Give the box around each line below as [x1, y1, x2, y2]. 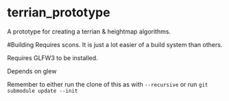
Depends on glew [7, 67, 57, 75]
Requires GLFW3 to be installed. [7, 53, 98, 62]
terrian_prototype [7, 5, 111, 20]
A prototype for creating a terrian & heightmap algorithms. [7, 27, 171, 35]
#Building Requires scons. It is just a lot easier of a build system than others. [7, 40, 223, 48]
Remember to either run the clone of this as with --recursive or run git [7, 80, 208, 88]
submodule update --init [7, 87, 78, 94]
